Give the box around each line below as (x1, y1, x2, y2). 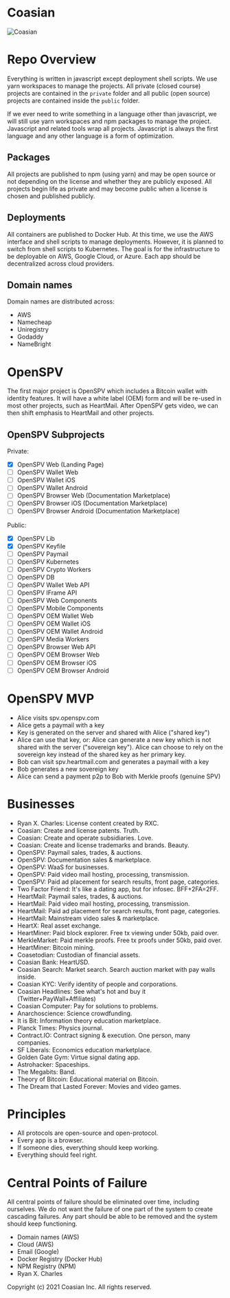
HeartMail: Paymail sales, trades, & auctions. (16, 892, 143, 900)
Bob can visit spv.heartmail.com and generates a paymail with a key (16, 757, 209, 765)
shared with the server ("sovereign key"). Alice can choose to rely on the (16, 743, 223, 751)
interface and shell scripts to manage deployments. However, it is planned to (7, 237, 224, 246)
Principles (7, 1106, 67, 1122)
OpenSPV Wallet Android (16, 484, 88, 492)
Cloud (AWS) (16, 1240, 54, 1248)
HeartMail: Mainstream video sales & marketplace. (16, 914, 160, 922)
